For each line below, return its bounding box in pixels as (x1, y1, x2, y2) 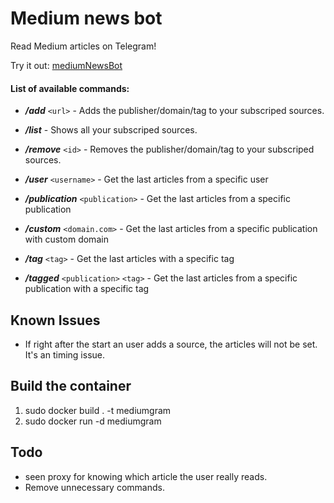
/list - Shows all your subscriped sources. (24, 124, 198, 136)
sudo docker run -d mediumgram (24, 415, 162, 427)
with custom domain (24, 233, 109, 246)
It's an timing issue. (24, 348, 105, 361)
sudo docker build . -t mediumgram (24, 404, 172, 416)
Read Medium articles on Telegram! (10, 40, 157, 52)
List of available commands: (10, 82, 130, 94)
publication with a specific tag (24, 283, 150, 295)
